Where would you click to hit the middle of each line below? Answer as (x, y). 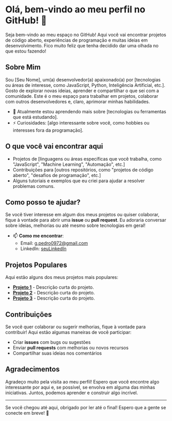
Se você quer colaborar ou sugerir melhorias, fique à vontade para (76, 327)
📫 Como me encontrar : (38, 236)
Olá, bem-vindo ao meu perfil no (76, 10)
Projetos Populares (36, 265)
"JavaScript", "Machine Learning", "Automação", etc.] (69, 164)
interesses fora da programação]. (48, 130)
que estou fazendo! (26, 51)
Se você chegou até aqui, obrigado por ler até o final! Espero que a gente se (86, 407)
